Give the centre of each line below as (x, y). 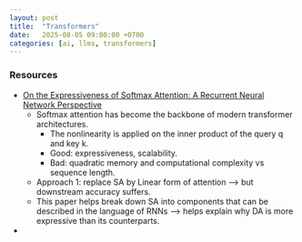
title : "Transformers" (55, 26)
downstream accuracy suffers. (94, 191)
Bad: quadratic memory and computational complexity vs (157, 162)
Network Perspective (62, 105)
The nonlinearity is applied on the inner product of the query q (166, 134)
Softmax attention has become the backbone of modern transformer (164, 114)
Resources (34, 76)
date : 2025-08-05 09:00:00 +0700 (77, 35)
